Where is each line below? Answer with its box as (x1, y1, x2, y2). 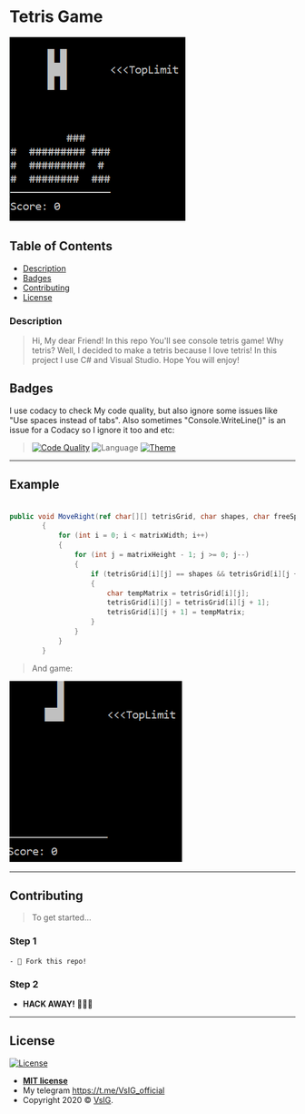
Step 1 (9, 935, 37, 947)
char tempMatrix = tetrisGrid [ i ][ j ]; (106, 589, 250, 598)
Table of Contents (9, 238, 113, 254)
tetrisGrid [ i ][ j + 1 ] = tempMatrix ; (106, 608, 246, 617)
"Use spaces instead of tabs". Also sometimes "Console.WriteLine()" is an (9, 414, 286, 425)
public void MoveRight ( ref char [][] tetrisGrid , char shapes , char (9, 511, 271, 521)
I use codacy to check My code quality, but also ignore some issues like (9, 405, 279, 416)
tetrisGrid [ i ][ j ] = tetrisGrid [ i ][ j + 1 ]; (106, 598, 271, 607)
